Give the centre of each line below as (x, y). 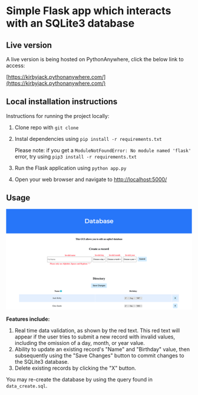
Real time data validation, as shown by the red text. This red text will (97, 331)
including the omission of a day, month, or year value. (80, 343)
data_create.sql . (27, 386)
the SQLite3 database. (42, 362)
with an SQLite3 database (70, 23)
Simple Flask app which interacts (89, 11)
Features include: (28, 319)
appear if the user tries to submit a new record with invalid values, (95, 337)
